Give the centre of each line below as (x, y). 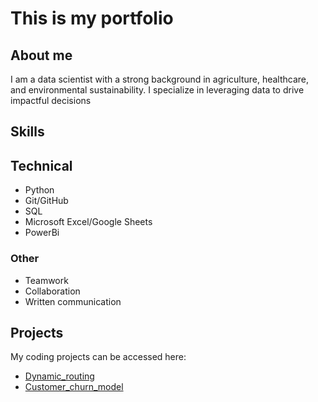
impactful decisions (51, 100)
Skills (27, 132)
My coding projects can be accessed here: (98, 357)
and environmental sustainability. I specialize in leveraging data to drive (157, 90)
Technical (41, 165)
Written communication (73, 301)
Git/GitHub (46, 201)
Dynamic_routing (59, 376)
